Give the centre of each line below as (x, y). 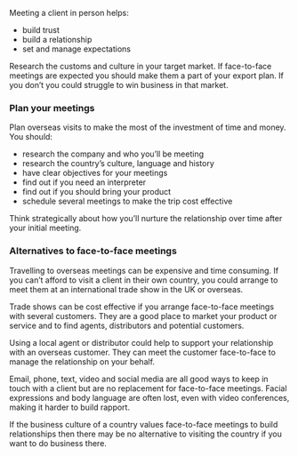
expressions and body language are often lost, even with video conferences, (149, 397)
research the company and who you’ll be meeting (113, 154)
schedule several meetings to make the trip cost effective (127, 201)
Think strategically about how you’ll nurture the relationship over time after (146, 219)
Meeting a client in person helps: (69, 13)
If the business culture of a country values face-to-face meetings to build (144, 424)
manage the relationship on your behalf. (82, 361)
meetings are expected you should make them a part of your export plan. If (147, 76)
